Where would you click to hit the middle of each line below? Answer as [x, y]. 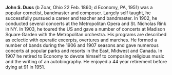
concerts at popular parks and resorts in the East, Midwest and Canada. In [84, 51]
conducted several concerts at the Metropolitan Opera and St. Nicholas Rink [86, 23]
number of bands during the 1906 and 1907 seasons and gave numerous [82, 45]
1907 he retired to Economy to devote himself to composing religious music [85, 56]
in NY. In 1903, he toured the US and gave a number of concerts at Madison [85, 29]
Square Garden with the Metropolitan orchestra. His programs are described [86, 34]
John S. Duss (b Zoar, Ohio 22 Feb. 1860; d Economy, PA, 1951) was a [79, 7]
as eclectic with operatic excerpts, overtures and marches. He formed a [81, 40]
